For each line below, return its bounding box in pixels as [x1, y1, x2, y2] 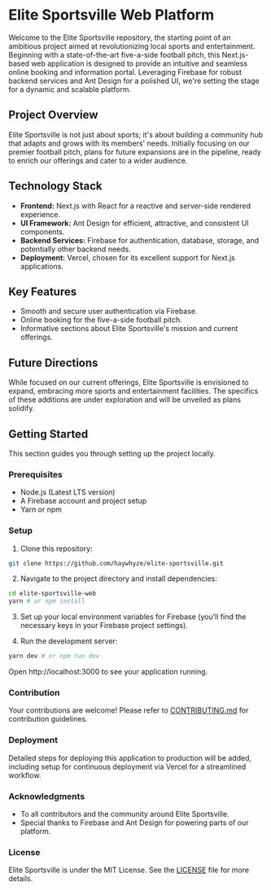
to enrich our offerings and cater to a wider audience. [8, 155, 188, 165]
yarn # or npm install [8, 597, 85, 605]
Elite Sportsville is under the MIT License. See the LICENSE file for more [8, 865, 250, 875]
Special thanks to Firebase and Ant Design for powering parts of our [20, 818, 250, 827]
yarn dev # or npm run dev [8, 652, 100, 661]
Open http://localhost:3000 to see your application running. [8, 667, 208, 677]
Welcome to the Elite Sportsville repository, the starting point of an [8, 33, 231, 42]
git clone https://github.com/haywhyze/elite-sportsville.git [8, 559, 224, 567]
